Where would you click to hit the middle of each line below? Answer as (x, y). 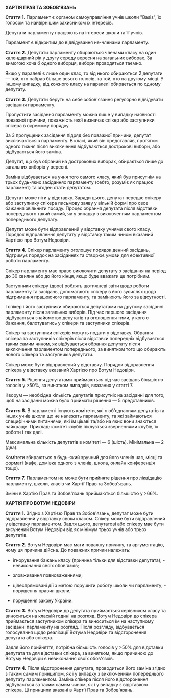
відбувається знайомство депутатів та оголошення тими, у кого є (77, 318)
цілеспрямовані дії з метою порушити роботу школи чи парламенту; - (89, 585)
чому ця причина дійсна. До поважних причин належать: (68, 550)
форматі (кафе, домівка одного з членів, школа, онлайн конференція (80, 463)
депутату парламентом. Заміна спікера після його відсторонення (77, 679)
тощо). (12, 468)
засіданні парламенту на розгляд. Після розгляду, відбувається (75, 627)
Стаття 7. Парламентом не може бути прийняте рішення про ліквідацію (84, 478)
